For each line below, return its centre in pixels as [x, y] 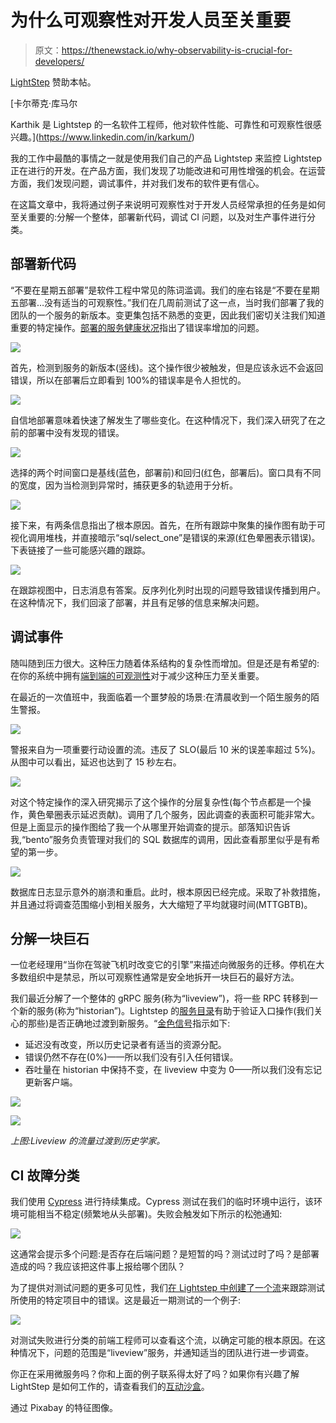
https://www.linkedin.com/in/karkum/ [115, 137]
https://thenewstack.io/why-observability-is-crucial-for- [177, 50]
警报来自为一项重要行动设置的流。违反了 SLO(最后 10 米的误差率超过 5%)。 [165, 749]
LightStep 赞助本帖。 [53, 82]
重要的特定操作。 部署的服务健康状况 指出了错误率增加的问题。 [137, 327]
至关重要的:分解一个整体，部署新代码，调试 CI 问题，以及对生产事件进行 [158, 217]
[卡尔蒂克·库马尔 [44, 103]
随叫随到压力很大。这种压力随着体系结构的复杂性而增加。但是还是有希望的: [165, 663]
